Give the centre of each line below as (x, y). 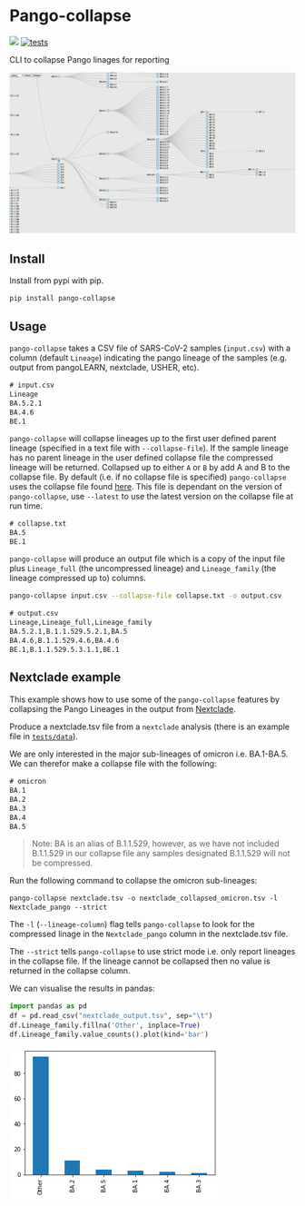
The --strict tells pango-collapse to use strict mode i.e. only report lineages (152, 951)
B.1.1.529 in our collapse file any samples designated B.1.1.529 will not (161, 853)
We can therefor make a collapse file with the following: (113, 763)
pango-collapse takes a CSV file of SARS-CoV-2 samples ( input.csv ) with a (150, 348)
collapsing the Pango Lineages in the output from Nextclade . (123, 708)
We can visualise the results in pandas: (82, 988)
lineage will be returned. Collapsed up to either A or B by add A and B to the (150, 468)
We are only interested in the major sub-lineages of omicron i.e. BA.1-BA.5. (149, 754)
